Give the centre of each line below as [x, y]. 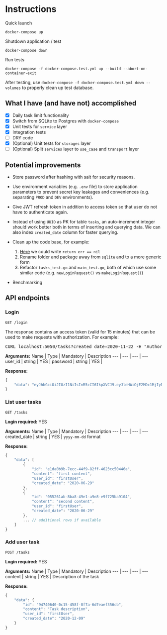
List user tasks [23, 402]
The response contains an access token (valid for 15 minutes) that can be [80, 331]
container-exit [21, 73]
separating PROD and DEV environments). [53, 197]
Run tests [15, 59]
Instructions [31, 9]
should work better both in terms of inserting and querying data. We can [86, 227]
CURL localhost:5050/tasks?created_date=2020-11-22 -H [73, 346]
